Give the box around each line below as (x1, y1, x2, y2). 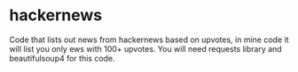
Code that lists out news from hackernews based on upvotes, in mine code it (9, 34, 289, 45)
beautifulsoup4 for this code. (9, 53, 115, 63)
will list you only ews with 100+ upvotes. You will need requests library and (9, 43, 282, 54)
